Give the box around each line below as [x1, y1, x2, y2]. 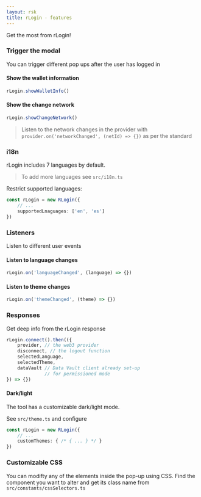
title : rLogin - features [6, 15, 72, 21]
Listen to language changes [6, 256, 78, 263]
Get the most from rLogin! [6, 31, 71, 38]
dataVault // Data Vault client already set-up [17, 365, 140, 371]
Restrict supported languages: [6, 185, 82, 192]
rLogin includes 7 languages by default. [6, 161, 105, 169]
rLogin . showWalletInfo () [6, 88, 69, 94]
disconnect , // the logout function [17, 348, 111, 354]
